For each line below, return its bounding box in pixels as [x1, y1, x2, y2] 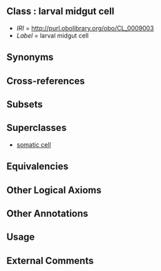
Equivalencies [6, 161, 68, 173]
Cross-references [6, 75, 86, 87]
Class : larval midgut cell [6, 6, 115, 17]
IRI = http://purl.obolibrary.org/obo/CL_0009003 [16, 24, 154, 32]
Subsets [6, 98, 43, 110]
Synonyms [6, 51, 54, 63]
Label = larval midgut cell [16, 31, 89, 40]
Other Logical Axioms [6, 184, 102, 196]
